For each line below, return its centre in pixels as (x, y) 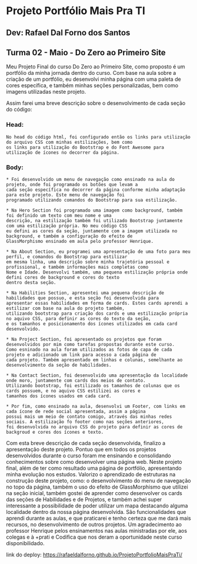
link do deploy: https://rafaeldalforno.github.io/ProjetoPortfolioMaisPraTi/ (94, 555)
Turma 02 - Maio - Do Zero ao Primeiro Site (86, 52)
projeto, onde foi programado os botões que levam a (72, 184)
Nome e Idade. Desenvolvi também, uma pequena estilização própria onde (97, 272)
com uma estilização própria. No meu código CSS (67, 226)
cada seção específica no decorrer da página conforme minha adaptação (96, 190)
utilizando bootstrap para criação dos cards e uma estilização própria (97, 314)
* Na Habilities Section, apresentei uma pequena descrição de (85, 293)
